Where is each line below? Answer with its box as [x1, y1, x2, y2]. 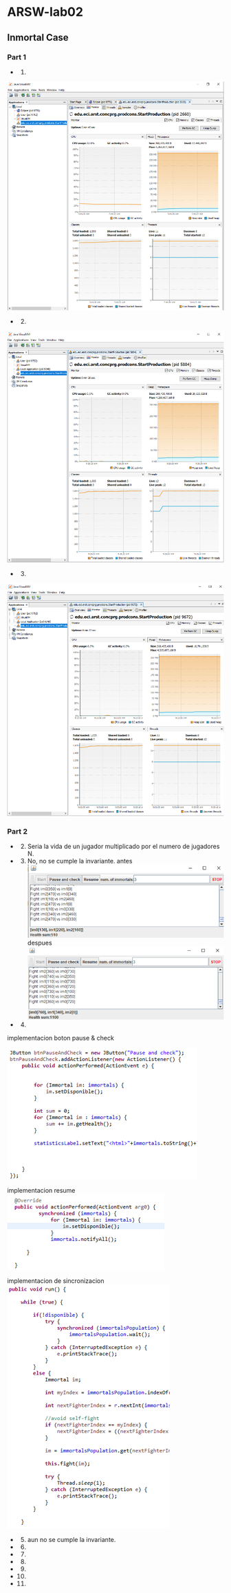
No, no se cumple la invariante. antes [27, 857, 133, 865]
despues [27, 938, 53, 947]
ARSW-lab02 [7, 4, 84, 20]
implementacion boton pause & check [7, 1034, 115, 1042]
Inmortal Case [7, 32, 69, 43]
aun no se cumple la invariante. [27, 1535, 116, 1543]
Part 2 [7, 826, 28, 836]
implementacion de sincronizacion [7, 1276, 104, 1285]
